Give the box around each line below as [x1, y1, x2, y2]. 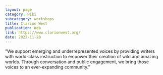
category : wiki [5, 12, 37, 17]
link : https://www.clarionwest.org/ [5, 30, 81, 35]
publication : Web [5, 26, 41, 31]
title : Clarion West [5, 21, 48, 26]
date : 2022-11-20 [5, 35, 41, 40]
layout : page [5, 7, 32, 12]
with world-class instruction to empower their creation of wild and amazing [5, 53, 159, 59]
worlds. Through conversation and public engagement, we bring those [5, 59, 149, 65]
